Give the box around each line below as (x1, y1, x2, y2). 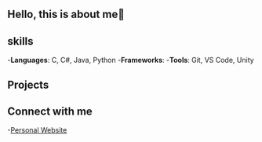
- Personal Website (7, 126, 67, 135)
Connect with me (7, 104, 93, 118)
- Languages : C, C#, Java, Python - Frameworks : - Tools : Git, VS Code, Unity (7, 56, 254, 65)
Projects (7, 78, 49, 91)
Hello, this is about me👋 (7, 8, 125, 21)
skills (7, 35, 34, 48)
